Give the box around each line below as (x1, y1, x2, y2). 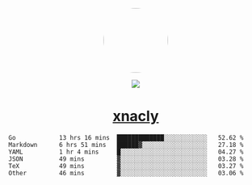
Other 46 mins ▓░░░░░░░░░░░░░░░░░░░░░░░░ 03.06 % (8, 169, 244, 177)
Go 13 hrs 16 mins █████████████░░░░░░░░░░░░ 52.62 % (8, 133, 244, 141)
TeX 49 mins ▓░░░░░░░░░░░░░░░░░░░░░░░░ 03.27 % (8, 162, 244, 170)
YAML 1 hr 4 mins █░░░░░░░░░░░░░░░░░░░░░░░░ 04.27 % (8, 148, 244, 156)
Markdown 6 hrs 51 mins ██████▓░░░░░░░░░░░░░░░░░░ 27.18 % (8, 141, 244, 149)
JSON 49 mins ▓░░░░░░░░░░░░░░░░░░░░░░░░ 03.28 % (8, 154, 244, 163)
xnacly (112, 107, 159, 125)
